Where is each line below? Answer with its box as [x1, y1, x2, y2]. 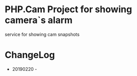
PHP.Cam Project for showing [5, 4, 132, 15]
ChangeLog [5, 49, 55, 61]
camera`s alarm [5, 14, 73, 26]
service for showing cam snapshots [5, 31, 80, 37]
